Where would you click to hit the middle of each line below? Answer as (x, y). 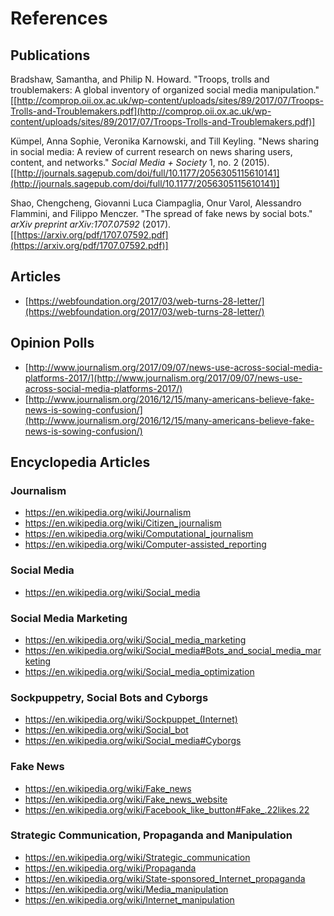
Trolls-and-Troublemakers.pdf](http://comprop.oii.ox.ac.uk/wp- (141, 111)
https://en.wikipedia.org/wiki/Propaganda (110, 868)
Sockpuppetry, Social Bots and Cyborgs (109, 697)
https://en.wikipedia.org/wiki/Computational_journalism (139, 534)
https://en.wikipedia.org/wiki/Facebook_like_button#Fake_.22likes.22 (167, 809)
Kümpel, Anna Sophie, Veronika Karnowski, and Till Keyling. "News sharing (165, 141)
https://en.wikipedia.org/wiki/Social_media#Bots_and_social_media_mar (173, 650)
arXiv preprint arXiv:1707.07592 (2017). (91, 224)
